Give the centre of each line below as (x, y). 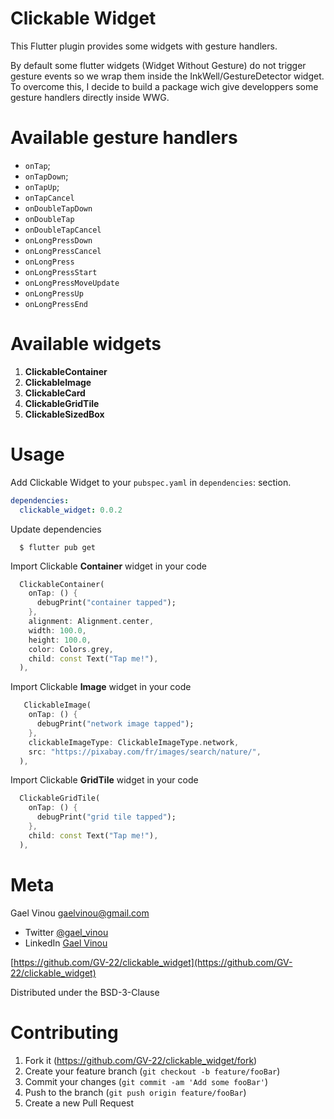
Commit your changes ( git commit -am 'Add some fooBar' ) (146, 1081)
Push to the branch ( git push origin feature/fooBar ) (135, 1092)
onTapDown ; (46, 176)
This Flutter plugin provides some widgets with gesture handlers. (144, 46)
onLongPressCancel (63, 251)
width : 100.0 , (57, 630)
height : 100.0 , (60, 640)
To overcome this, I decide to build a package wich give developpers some (164, 86)
